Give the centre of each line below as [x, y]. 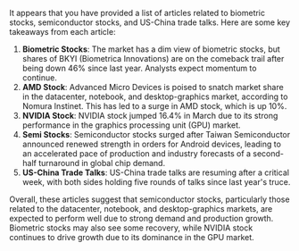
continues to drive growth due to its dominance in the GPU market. [132, 237]
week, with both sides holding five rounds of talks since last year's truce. [156, 182]
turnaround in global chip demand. [102, 163]
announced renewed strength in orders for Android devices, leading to [151, 144]
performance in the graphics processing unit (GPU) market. [131, 125]
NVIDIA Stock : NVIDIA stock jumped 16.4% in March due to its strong [150, 116]
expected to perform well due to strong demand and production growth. [141, 218]
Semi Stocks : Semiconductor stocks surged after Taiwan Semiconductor [156, 134]
